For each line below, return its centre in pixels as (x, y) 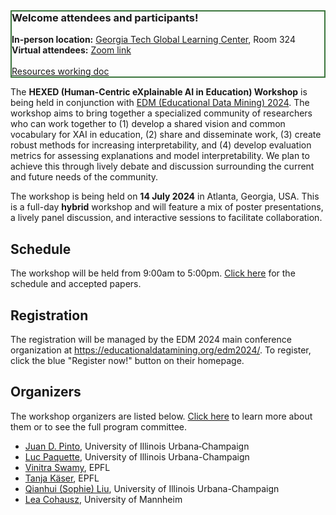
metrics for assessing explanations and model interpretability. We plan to (160, 156)
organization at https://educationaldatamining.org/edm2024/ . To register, (161, 350)
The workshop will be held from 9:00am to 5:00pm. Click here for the (153, 273)
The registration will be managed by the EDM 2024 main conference (151, 339)
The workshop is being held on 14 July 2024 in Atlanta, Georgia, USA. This (165, 196)
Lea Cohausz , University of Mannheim (103, 499)
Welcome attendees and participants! (105, 17)
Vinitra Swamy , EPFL (67, 467)
